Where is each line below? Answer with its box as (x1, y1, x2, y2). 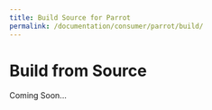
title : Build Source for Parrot (9, 13, 131, 23)
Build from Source (9, 60, 147, 81)
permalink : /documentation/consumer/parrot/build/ (9, 22, 204, 31)
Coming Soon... (9, 90, 68, 101)
